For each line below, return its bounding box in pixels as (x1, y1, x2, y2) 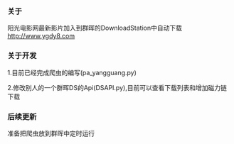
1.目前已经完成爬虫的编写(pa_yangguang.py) (7, 68, 137, 77)
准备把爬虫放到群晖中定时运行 (7, 129, 95, 138)
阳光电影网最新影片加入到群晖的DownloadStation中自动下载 (7, 23, 183, 33)
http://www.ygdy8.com (7, 32, 75, 40)
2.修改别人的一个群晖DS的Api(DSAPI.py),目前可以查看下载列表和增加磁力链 (7, 83, 228, 92)
